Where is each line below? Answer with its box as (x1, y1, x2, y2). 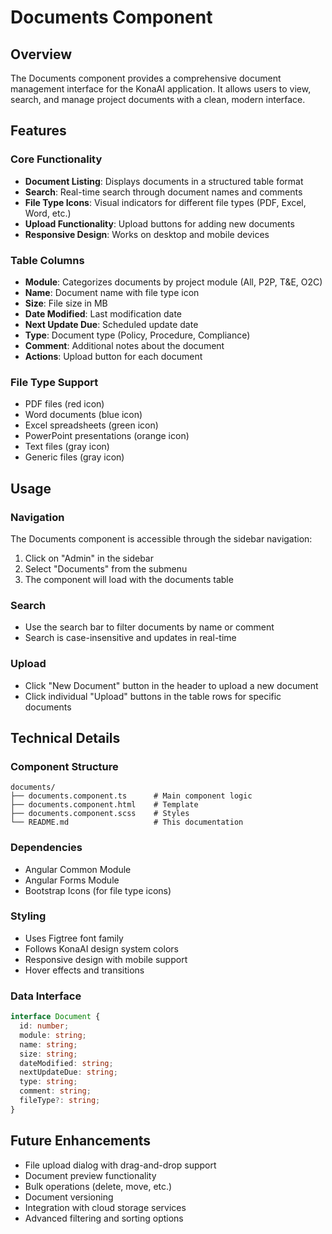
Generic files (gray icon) (24, 451, 125, 463)
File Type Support (10, 375, 99, 389)
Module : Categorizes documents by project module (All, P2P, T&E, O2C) (24, 276, 323, 288)
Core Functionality (10, 152, 103, 166)
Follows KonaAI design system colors (24, 942, 179, 955)
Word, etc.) (24, 207, 72, 219)
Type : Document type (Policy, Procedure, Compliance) (24, 329, 251, 341)
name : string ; (19, 1039, 78, 1050)
